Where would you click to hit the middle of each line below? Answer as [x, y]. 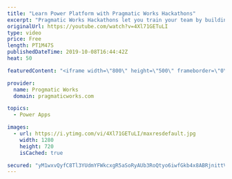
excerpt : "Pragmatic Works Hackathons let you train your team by [105, 20]
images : [18, 127]
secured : [20, 165]
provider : [21, 83]
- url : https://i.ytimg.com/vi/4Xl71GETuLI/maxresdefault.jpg [105, 134]
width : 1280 [37, 140]
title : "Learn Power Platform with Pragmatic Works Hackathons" [101, 13]
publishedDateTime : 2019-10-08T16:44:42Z [68, 52]
